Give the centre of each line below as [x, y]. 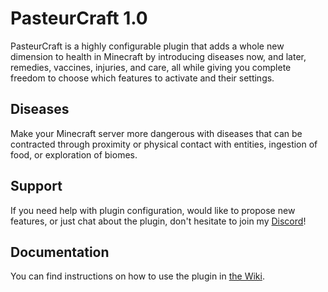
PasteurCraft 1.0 [79, 18]
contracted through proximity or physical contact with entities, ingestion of [164, 144]
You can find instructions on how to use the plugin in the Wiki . [137, 276]
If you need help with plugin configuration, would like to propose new [153, 210]
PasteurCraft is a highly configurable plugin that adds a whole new [147, 46]
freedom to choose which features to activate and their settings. [142, 78]
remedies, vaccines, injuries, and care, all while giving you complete [151, 67]
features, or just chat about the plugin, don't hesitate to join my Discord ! [158, 221]
